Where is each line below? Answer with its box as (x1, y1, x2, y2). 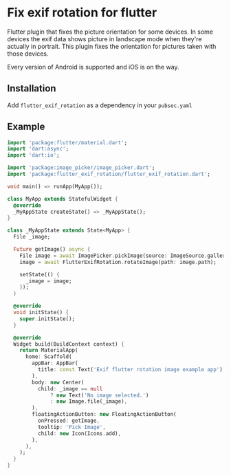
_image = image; (25, 277, 72, 285)
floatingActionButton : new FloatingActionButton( (32, 411, 177, 418)
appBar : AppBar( (32, 360, 78, 367)
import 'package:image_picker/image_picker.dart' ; (7, 164, 155, 171)
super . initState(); (19, 315, 76, 322)
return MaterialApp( (19, 347, 78, 354)
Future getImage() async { (13, 246, 91, 253)
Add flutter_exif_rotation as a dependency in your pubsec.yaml (7, 101, 192, 109)
